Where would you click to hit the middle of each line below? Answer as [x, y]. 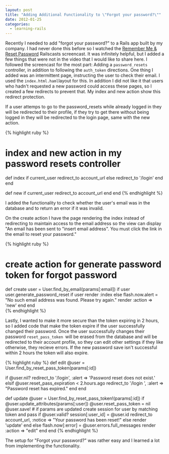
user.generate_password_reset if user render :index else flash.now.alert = [82, 295]
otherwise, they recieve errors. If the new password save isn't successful [81, 347]
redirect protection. [25, 97]
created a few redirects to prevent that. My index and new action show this [83, 92]
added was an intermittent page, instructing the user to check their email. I [83, 75]
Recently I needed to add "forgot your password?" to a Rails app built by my [84, 43]
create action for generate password [83, 264]
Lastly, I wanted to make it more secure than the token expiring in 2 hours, [82, 320]
